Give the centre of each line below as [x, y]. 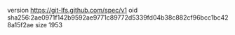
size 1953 [49, 25]
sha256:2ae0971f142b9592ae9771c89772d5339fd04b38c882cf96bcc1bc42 [118, 17]
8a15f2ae [20, 25]
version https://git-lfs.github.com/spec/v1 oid [73, 10]
